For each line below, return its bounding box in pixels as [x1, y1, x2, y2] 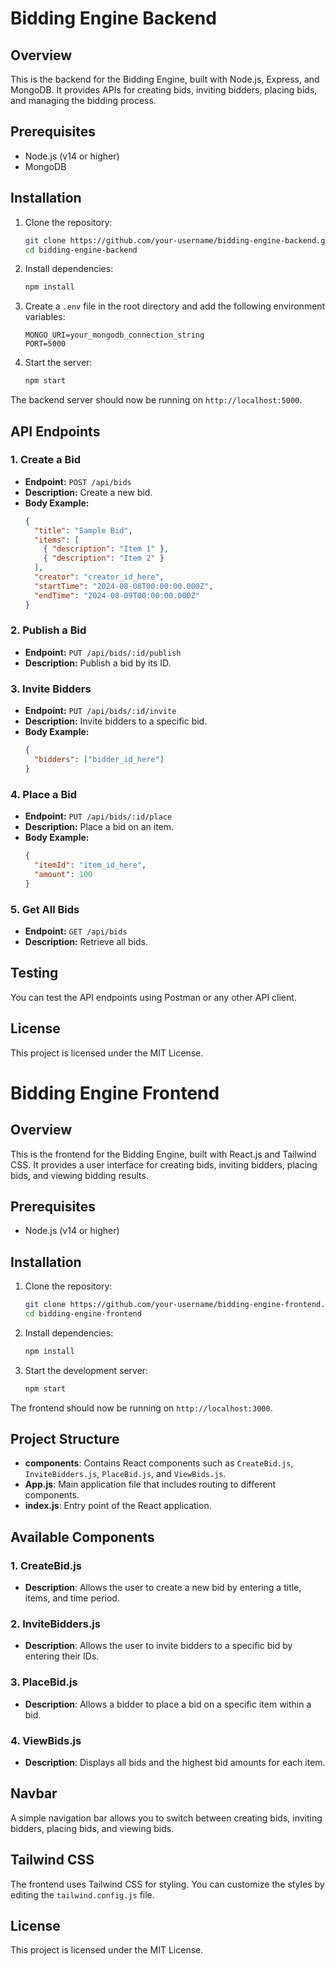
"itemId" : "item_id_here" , [34, 860, 147, 870]
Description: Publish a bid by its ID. [24, 657, 172, 669]
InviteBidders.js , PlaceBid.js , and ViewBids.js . [24, 1468, 227, 1480]
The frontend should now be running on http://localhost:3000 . [10, 1402, 273, 1414]
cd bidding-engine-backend [24, 245, 138, 255]
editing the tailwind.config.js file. [10, 1888, 155, 1901]
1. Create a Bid [10, 453, 82, 467]
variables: [24, 311, 66, 323]
